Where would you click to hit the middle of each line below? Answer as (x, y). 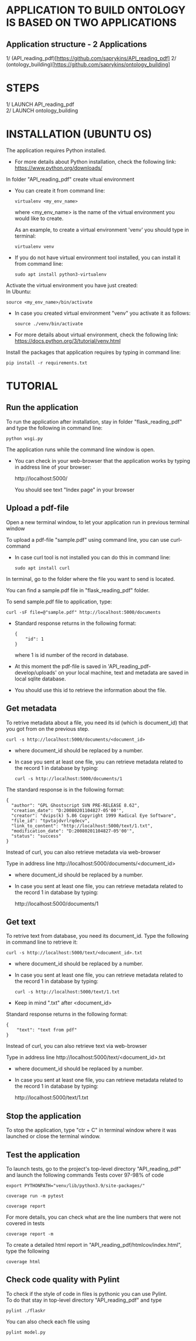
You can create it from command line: (60, 190)
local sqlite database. (40, 679)
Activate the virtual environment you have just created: (72, 285)
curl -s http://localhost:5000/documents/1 (68, 779)
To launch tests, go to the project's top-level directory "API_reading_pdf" (94, 1168)
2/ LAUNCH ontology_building (42, 110)
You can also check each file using (48, 1321)
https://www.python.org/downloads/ (58, 168)
